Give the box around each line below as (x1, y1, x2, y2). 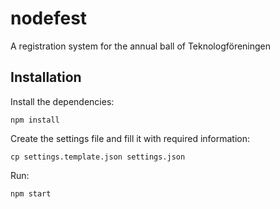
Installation (10, 69, 82, 86)
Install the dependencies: (10, 95, 115, 107)
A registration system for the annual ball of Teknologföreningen (10, 40, 272, 52)
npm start (10, 188, 52, 199)
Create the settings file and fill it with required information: (10, 132, 251, 144)
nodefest (10, 7, 88, 30)
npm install (10, 115, 60, 125)
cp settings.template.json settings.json (10, 152, 186, 162)
